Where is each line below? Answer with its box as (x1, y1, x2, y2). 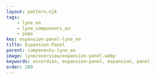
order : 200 (6, 64, 33, 70)
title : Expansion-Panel (6, 42, 65, 48)
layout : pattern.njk (6, 8, 58, 15)
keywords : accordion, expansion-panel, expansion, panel (6, 58, 151, 64)
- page (17, 31, 33, 37)
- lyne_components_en (17, 25, 70, 31)
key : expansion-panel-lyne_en (6, 36, 82, 42)
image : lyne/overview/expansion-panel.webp (6, 53, 116, 59)
